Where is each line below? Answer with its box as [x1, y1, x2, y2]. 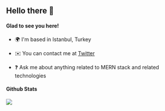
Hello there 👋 [6, 6, 55, 16]
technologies [14, 72, 46, 79]
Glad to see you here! [6, 22, 59, 29]
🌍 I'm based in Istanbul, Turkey [14, 36, 92, 43]
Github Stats [6, 86, 38, 93]
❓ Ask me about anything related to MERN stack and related [14, 63, 160, 70]
